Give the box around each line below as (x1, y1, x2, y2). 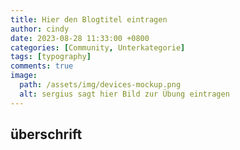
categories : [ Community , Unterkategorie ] (10, 42, 186, 53)
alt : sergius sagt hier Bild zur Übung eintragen (19, 89, 230, 99)
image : (10, 71, 38, 81)
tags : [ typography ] (10, 52, 92, 62)
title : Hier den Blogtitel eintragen (10, 14, 168, 25)
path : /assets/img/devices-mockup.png (19, 80, 182, 90)
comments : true (10, 61, 74, 71)
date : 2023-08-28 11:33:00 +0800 (10, 33, 150, 43)
